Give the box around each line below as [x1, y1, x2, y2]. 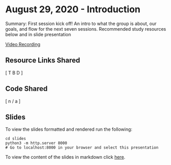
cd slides [5, 136, 27, 142]
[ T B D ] [5, 69, 23, 76]
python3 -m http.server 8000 [5, 140, 67, 146]
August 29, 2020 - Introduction [5, 4, 140, 15]
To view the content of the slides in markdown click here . [5, 154, 126, 160]
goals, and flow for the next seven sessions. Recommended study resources [5, 26, 166, 32]
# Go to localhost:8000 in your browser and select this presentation [5, 145, 159, 150]
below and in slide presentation [5, 31, 71, 37]
